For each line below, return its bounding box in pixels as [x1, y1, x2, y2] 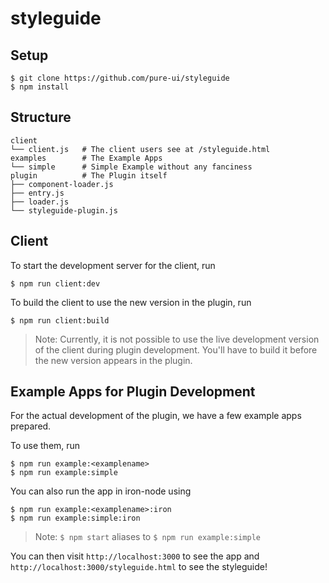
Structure [10, 109, 72, 126]
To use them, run [10, 440, 81, 452]
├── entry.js [10, 188, 65, 198]
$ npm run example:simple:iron [10, 513, 141, 524]
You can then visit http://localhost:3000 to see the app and [10, 550, 260, 562]
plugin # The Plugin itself [10, 170, 168, 181]
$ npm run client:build [10, 315, 110, 326]
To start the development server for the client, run [10, 259, 216, 271]
